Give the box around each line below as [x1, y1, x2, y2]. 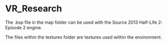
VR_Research [5, 3, 62, 14]
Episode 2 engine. [5, 24, 42, 30]
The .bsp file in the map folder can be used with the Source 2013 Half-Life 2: [5, 19, 163, 25]
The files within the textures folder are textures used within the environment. [5, 34, 162, 40]
